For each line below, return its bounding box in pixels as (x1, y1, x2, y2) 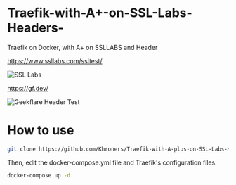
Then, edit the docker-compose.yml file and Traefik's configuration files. (7, 158, 218, 167)
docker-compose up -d (7, 172, 71, 179)
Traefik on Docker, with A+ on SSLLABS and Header (7, 43, 158, 51)
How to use (7, 122, 74, 139)
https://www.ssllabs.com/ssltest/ (7, 56, 103, 65)
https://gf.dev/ (7, 84, 49, 92)
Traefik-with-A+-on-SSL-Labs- (7, 5, 193, 21)
